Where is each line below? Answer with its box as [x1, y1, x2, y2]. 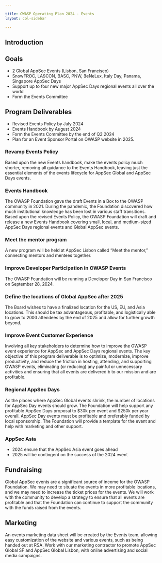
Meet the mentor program [5, 236, 67, 243]
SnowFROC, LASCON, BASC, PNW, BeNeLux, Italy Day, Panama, [12, 73, 142, 78]
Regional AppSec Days [5, 386, 60, 393]
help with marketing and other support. [5, 423, 83, 429]
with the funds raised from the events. [5, 505, 81, 510]
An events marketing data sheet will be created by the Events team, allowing [5, 532, 158, 538]
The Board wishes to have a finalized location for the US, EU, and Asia [5, 304, 145, 310]
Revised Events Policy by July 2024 [12, 120, 83, 127]
